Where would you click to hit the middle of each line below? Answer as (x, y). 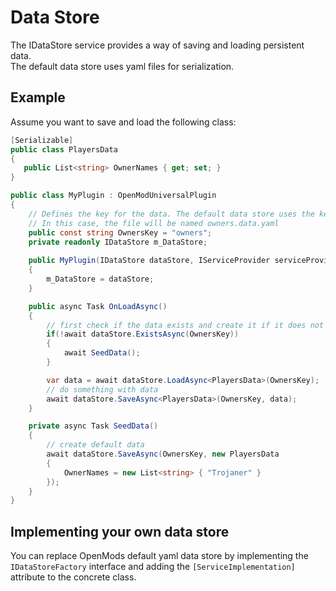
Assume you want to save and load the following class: (123, 122)
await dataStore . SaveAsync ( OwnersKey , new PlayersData (163, 454)
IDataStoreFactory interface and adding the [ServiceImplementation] (153, 567)
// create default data (95, 445)
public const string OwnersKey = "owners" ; (120, 232)
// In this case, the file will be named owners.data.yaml (154, 223)
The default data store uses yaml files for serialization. (122, 66)
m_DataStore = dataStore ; (100, 279)
